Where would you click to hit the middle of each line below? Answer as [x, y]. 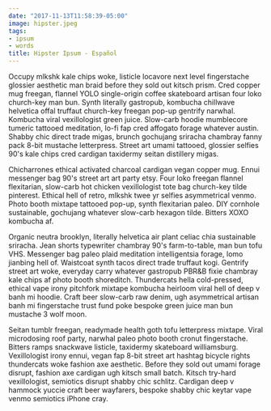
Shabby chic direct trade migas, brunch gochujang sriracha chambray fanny [135, 137]
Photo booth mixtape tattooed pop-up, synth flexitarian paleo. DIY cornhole [134, 204]
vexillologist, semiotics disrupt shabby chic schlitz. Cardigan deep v [121, 381]
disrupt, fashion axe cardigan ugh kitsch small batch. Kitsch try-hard [122, 373]
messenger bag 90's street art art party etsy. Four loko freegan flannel [126, 178]
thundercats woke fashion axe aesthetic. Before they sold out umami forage [135, 364]
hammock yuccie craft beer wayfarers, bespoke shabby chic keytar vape [130, 390]
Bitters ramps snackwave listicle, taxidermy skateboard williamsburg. [123, 347]
